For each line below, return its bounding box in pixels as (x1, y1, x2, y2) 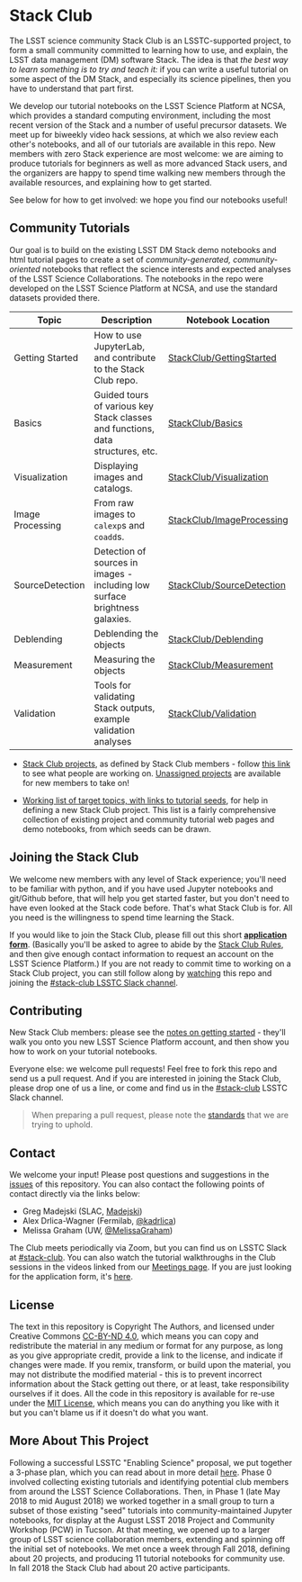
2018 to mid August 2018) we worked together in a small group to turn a (9, 1496, 275, 1506)
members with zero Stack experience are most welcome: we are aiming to (9, 148, 284, 158)
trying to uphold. (31, 1119, 93, 1130)
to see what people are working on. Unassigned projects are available (22, 767, 281, 779)
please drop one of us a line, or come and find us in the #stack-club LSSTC (9, 1082, 288, 1094)
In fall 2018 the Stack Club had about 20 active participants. (9, 1562, 231, 1573)
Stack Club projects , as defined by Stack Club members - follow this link (22, 758, 290, 769)
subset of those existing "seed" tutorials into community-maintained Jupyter (9, 1505, 292, 1515)
